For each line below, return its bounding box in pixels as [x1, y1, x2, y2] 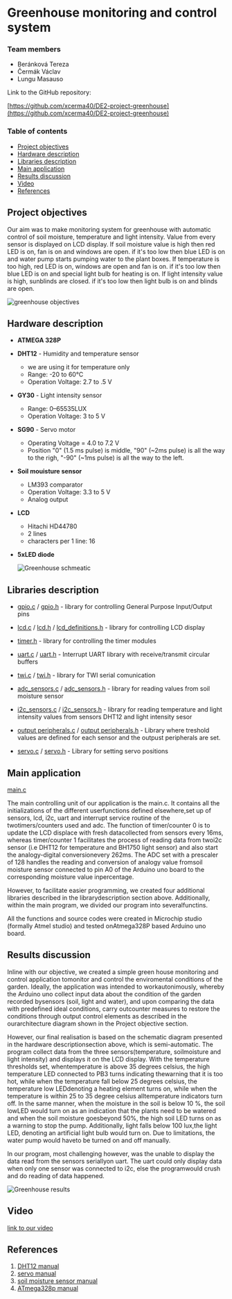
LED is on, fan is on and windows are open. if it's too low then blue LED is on [7, 247, 226, 255]
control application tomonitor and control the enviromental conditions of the [7, 975, 223, 983]
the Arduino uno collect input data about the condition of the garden [7, 989, 202, 998]
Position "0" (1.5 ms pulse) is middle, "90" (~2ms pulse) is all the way [27, 446, 225, 455]
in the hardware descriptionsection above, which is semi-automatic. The [7, 1040, 213, 1048]
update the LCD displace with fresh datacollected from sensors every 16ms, [7, 828, 224, 837]
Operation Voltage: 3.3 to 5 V [27, 488, 111, 496]
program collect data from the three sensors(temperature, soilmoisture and [7, 1047, 222, 1056]
